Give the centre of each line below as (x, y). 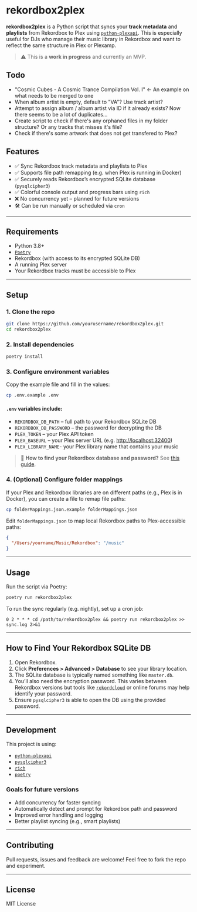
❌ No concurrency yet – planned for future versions (77, 198)
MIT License (21, 904)
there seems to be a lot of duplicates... (61, 114)
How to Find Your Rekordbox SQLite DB (79, 648)
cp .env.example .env (33, 395)
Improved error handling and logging (59, 815)
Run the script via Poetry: (37, 587)
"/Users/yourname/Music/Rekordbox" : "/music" (68, 543)
